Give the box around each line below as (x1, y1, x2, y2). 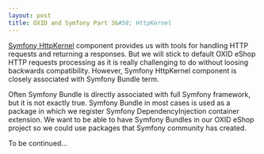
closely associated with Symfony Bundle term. (8, 74, 159, 84)
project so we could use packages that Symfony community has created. (8, 123, 247, 133)
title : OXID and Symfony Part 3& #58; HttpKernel (8, 19, 172, 27)
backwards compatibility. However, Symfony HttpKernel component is (8, 66, 237, 75)
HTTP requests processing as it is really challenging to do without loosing (8, 57, 249, 67)
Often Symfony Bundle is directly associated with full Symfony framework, (8, 89, 251, 99)
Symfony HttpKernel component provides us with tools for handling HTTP (8, 40, 249, 50)
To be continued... (8, 138, 67, 148)
